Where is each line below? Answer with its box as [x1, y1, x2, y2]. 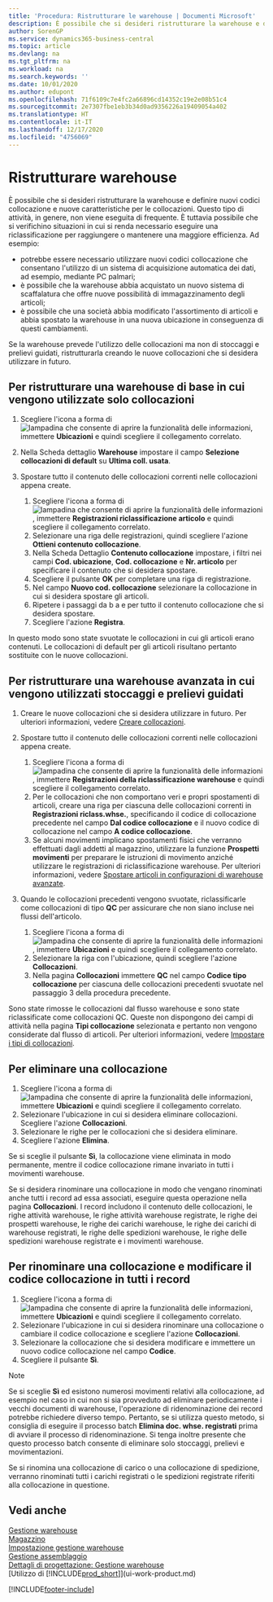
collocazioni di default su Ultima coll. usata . [19, 456, 171, 466]
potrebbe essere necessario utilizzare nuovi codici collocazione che [19, 254, 249, 264]
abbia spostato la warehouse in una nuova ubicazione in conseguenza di [19, 314, 264, 324]
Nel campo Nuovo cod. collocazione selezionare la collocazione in [32, 583, 258, 593]
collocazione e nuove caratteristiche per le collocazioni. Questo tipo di [8, 204, 245, 213]
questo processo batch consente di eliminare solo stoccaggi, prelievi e [8, 1438, 245, 1448]
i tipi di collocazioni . [8, 1038, 75, 1048]
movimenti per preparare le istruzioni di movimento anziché [32, 853, 234, 862]
